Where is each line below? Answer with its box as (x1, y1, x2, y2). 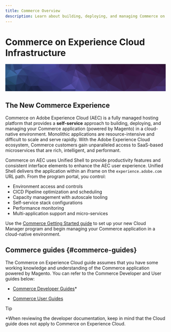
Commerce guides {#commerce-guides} (5, 246, 137, 254)
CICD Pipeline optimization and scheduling (12, 189, 102, 195)
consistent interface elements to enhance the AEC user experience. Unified (5, 162, 164, 168)
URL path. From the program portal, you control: (5, 173, 106, 180)
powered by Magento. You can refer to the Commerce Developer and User (5, 270, 162, 276)
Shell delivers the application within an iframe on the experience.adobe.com (5, 168, 162, 174)
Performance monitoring (12, 205, 65, 211)
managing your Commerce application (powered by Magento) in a (5, 125, 144, 132)
